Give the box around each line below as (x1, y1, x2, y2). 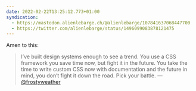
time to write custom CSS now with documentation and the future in (20, 66, 188, 73)
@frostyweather (20, 79, 61, 86)
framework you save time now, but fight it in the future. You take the (20, 59, 188, 67)
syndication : (6, 14, 39, 20)
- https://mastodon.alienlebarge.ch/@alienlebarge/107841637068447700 (11, 20, 191, 26)
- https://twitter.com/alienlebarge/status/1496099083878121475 (11, 25, 175, 32)
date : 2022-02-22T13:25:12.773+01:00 (6, 8, 100, 15)
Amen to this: (6, 42, 39, 49)
